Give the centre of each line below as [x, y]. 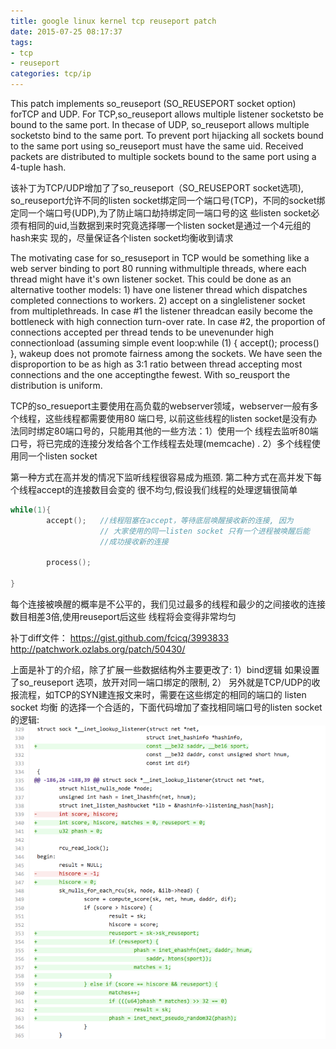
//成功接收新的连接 [134, 541]
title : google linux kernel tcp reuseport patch [113, 21]
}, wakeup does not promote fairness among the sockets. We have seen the [166, 353]
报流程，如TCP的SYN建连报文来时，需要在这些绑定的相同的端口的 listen [158, 694]
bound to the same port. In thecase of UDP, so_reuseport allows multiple [160, 124]
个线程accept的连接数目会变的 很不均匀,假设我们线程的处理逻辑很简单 [154, 489]
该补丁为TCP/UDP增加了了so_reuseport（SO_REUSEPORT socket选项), [157, 188]
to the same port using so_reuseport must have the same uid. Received [157, 146]
